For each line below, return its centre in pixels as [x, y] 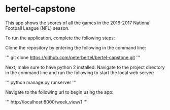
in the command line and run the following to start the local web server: [80, 72]
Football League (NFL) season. [37, 28]
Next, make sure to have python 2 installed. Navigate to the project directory [85, 67]
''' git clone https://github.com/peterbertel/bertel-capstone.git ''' [73, 57]
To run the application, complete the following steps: [60, 38]
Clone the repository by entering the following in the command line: [76, 47]
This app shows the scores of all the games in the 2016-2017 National [78, 23]
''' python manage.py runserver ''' [41, 82]
